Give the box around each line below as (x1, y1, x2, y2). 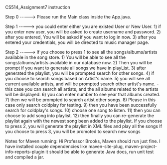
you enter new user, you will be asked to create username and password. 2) (5, 29, 161, 34)
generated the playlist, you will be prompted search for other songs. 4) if (5, 70, 155, 76)
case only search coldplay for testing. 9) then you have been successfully (5, 102, 157, 108)
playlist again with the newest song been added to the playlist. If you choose (5, 118, 163, 124)
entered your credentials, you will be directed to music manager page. (5, 39, 150, 45)
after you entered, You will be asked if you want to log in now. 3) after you (5, 34, 157, 40)
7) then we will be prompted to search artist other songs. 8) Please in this (5, 97, 156, 103)
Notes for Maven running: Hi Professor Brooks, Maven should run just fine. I (5, 138, 161, 144)
